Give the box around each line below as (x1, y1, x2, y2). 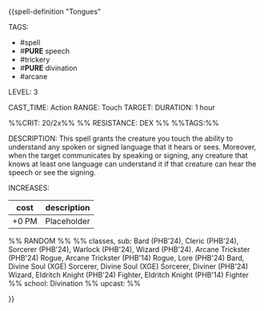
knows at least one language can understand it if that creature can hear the (8, 159, 257, 169)
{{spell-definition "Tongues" (8, 7, 102, 16)
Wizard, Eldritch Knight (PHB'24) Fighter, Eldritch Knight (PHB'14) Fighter (8, 270, 250, 279)
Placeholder (45, 216, 90, 226)
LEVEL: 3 (8, 87, 38, 97)
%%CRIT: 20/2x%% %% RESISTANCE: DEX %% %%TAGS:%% (8, 118, 220, 127)
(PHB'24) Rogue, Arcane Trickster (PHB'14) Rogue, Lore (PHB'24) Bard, (8, 253, 245, 262)
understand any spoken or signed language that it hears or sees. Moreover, (8, 142, 257, 151)
